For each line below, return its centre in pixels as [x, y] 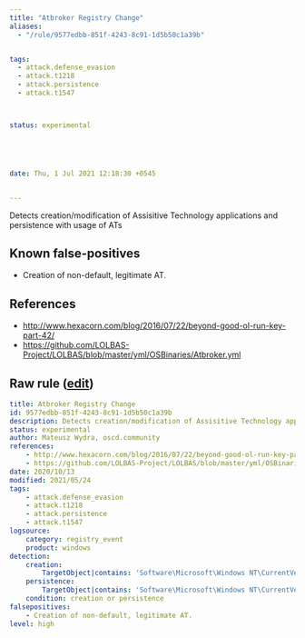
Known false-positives [75, 253]
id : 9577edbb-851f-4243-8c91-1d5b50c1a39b [91, 413]
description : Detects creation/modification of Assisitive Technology [146, 421]
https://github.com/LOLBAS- [76, 345]
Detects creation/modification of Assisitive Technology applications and [144, 215]
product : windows [59, 548]
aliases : [26, 26]
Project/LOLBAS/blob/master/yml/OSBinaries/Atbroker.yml [132, 354]
